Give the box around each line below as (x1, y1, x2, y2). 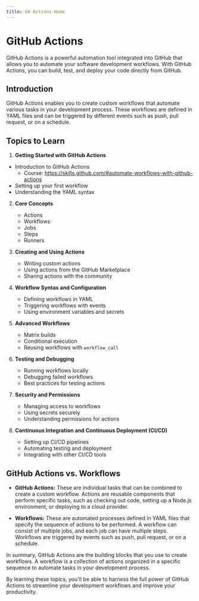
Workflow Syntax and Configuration (14, 284, 106, 292)
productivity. (6, 589, 38, 595)
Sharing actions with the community (23, 273, 113, 280)
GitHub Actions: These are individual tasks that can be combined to (14, 484, 182, 491)
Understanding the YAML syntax (14, 189, 95, 196)
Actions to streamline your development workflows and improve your (6, 582, 176, 589)
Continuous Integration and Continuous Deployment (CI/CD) (14, 427, 168, 434)
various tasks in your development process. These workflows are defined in (6, 106, 192, 113)
